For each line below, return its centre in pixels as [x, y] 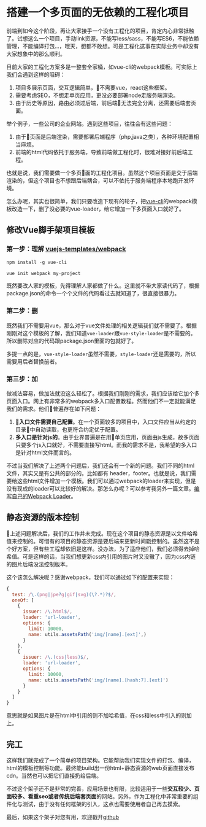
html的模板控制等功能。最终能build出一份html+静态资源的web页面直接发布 [101, 767]
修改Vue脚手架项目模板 [51, 230]
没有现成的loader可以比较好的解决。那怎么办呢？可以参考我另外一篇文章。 [100, 488]
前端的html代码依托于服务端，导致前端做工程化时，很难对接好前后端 [101, 152]
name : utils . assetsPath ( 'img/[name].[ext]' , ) [88, 634]
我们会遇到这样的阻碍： [36, 74]
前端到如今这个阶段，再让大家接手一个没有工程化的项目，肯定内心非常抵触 [100, 31]
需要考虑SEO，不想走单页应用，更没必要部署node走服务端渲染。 [97, 95]
